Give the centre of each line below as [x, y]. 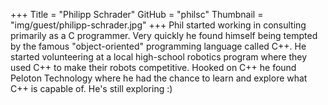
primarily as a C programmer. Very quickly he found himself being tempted [164, 35]
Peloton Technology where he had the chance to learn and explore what [159, 78]
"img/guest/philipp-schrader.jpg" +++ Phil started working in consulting [158, 25]
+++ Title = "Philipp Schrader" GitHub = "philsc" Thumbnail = [137, 14]
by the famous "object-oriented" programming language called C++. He [158, 46]
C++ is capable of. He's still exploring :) [91, 88]
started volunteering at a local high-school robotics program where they [159, 57]
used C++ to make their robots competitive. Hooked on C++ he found [153, 67]
